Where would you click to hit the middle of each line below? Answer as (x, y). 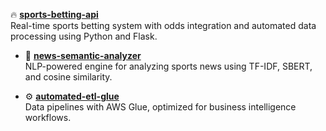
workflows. (48, 117)
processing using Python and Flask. (84, 36)
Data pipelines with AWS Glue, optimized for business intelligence (160, 107)
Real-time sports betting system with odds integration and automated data (163, 25)
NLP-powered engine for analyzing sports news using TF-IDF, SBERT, (168, 66)
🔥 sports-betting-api (54, 14)
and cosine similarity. (68, 77)
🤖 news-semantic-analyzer (83, 55)
